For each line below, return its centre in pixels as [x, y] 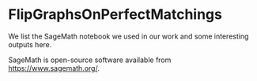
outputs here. [30, 44]
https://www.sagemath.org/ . [54, 68]
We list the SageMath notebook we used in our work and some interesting [128, 36]
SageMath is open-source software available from [90, 60]
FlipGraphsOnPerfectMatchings [115, 15]
